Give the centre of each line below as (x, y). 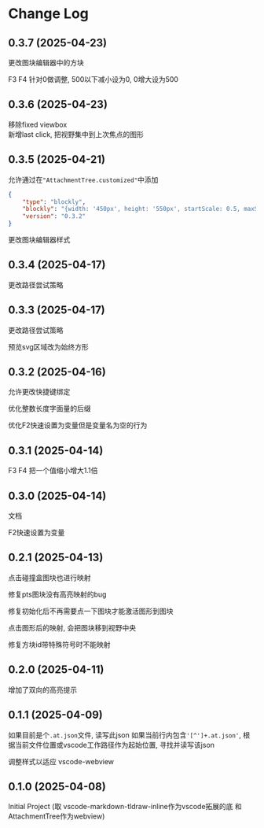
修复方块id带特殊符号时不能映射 (59, 644)
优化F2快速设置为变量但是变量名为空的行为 (78, 425)
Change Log (48, 14)
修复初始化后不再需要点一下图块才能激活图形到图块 (91, 611)
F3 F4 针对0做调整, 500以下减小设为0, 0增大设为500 (93, 79)
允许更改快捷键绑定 (39, 392)
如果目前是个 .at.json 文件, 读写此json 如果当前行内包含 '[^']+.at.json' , (125, 735)
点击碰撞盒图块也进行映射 (49, 577)
